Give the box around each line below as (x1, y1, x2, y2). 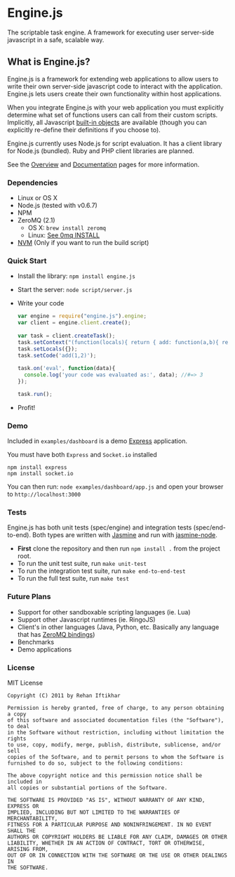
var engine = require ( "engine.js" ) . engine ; (17, 312, 147, 320)
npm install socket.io (7, 470, 74, 477)
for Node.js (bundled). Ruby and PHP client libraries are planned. (7, 146, 194, 155)
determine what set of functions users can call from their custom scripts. (7, 110, 218, 119)
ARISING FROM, (7, 846, 49, 853)
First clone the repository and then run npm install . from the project (17, 544, 221, 553)
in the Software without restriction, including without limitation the (7, 729, 224, 737)
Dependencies (7, 178, 58, 187)
